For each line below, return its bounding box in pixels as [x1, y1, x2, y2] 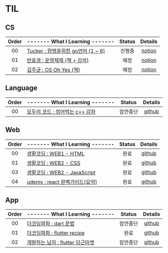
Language [5, 84, 38, 92]
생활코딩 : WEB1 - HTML [27, 150, 85, 157]
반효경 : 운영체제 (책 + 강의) [27, 57, 89, 64]
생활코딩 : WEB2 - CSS [27, 159, 81, 166]
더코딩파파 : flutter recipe [27, 230, 85, 237]
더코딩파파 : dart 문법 [27, 220, 75, 227]
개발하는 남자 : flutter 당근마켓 [27, 239, 95, 246]
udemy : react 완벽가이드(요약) [27, 178, 97, 185]
